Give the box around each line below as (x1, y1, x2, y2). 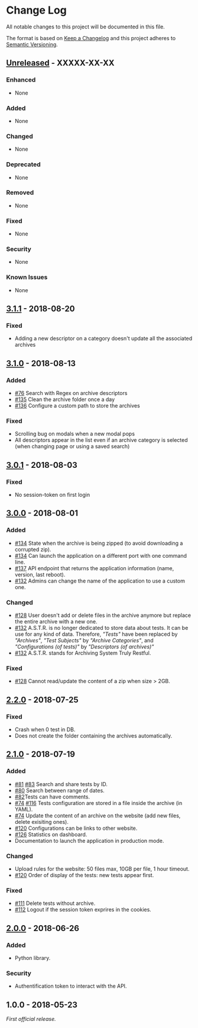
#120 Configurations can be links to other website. (14, 825, 138, 832)
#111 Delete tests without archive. (14, 900, 96, 907)
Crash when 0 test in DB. (14, 726, 76, 733)
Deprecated (6, 160, 41, 169)
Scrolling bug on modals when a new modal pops (14, 430, 135, 438)
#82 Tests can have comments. (14, 793, 90, 800)
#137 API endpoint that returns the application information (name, (14, 564, 174, 571)
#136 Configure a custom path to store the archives (14, 402, 140, 409)
